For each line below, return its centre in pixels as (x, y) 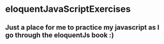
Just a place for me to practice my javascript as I (82, 27)
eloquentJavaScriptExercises (68, 9)
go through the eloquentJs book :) (60, 35)
